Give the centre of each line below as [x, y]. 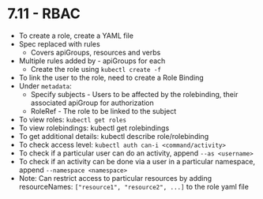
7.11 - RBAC [44, 14]
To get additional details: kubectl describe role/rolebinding [114, 136]
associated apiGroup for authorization [92, 103]
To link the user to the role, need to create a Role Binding [111, 77]
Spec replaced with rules [59, 43]
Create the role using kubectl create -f [96, 69]
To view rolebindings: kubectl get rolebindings [94, 128]
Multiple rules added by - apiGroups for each [92, 61]
